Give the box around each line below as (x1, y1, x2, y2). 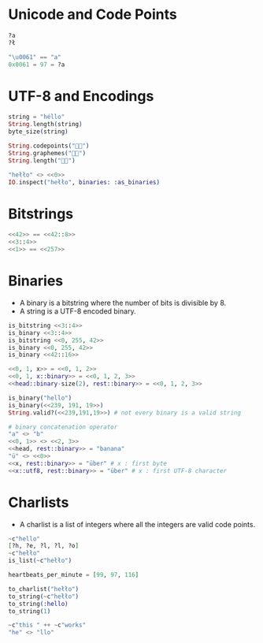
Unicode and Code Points (8, 6, 177, 24)
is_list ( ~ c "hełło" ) (8, 557, 72, 565)
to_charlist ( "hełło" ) (8, 585, 80, 593)
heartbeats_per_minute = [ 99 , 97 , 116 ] (8, 571, 139, 579)
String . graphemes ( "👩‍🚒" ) (8, 149, 87, 157)
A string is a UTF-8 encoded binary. (19, 306, 136, 316)
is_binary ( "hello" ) (8, 394, 72, 402)
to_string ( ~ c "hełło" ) (8, 593, 80, 600)
